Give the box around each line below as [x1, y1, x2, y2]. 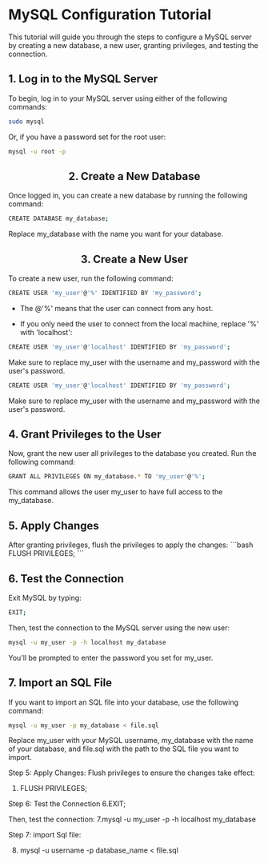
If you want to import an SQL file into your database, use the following [8, 697, 238, 707]
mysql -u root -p [8, 147, 66, 155]
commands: [8, 102, 48, 111]
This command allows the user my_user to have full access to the [8, 487, 223, 497]
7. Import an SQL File [8, 676, 113, 689]
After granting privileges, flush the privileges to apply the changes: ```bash [8, 540, 254, 549]
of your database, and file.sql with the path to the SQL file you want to [8, 744, 239, 753]
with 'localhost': [19, 327, 73, 337]
